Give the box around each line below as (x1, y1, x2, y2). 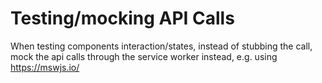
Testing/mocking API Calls (10, 7, 235, 30)
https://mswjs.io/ (10, 61, 80, 73)
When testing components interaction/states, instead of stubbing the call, (10, 40, 313, 52)
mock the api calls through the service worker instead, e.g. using (10, 50, 278, 62)
